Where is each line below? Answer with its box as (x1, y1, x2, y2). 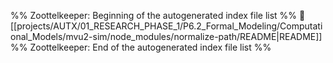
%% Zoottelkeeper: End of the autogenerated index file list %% (10, 41, 272, 53)
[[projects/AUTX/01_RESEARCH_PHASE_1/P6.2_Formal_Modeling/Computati (10, 20, 323, 32)
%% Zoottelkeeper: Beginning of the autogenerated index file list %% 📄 (10, 10, 306, 21)
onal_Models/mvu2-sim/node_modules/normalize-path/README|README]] (10, 31, 323, 42)
